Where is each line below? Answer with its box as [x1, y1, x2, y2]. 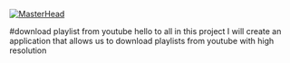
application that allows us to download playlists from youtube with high [9, 36, 275, 46]
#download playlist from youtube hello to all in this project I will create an [9, 26, 282, 36]
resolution [9, 45, 47, 56]
